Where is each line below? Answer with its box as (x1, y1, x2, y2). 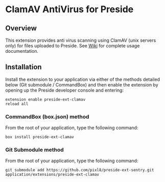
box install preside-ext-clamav (5, 135, 74, 140)
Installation (5, 63, 42, 72)
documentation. (5, 48, 39, 54)
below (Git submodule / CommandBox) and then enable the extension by (5, 81, 158, 87)
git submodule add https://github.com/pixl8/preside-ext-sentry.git (5, 168, 154, 173)
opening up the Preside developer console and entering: (5, 87, 124, 93)
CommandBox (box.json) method (5, 113, 89, 120)
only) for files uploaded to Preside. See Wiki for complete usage (5, 43, 140, 49)
